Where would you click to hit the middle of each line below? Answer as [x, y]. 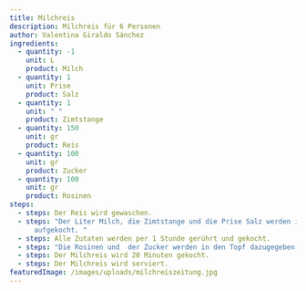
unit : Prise [48, 86]
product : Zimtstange [65, 120]
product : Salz [52, 94]
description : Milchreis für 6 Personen [85, 26]
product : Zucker [57, 171]
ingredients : [34, 43]
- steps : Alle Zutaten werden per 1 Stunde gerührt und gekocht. [144, 238]
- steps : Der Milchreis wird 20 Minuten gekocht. [113, 255]
